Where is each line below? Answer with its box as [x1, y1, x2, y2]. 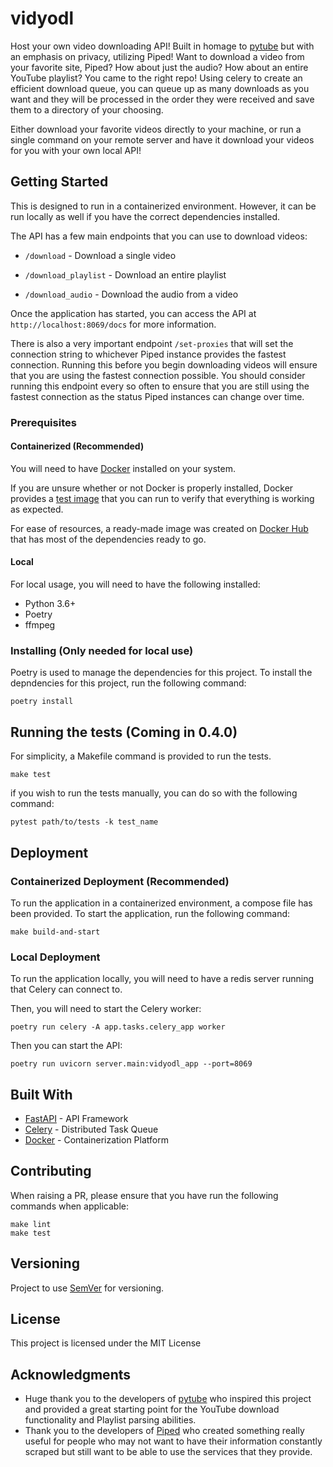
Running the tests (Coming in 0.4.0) [10, 723, 238, 741]
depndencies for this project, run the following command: [10, 677, 247, 689]
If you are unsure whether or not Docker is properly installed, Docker [10, 482, 294, 494]
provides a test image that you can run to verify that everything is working [10, 492, 315, 504]
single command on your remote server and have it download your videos [10, 133, 315, 146]
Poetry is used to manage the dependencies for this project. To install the [10, 667, 313, 679]
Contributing [10, 1163, 92, 1180]
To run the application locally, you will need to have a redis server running [10, 973, 315, 985]
